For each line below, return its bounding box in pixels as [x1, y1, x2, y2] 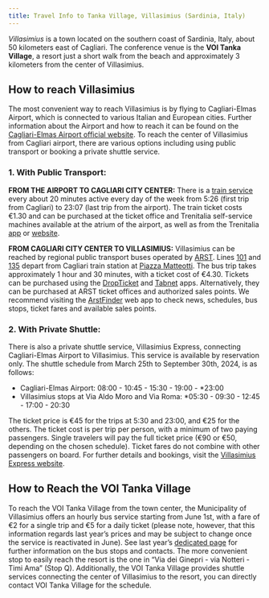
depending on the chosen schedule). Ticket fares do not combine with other [8, 442, 260, 452]
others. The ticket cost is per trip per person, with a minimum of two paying [8, 424, 259, 435]
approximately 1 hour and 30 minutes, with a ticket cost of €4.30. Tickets [8, 269, 249, 278]
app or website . [8, 228, 60, 237]
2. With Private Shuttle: [8, 324, 101, 335]
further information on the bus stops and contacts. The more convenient [8, 546, 247, 555]
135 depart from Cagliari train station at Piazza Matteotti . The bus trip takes [8, 261, 257, 270]
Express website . [8, 459, 65, 468]
